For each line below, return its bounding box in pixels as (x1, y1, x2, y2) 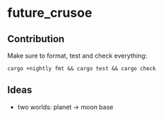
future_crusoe (7, 5, 92, 21)
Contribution (7, 33, 65, 45)
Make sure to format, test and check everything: (7, 51, 147, 60)
